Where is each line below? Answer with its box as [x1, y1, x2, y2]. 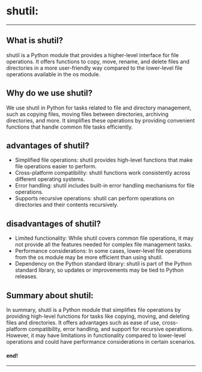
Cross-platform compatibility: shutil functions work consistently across [14, 169, 191, 177]
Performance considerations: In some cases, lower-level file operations [14, 248, 192, 255]
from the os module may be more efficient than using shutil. [14, 254, 164, 261]
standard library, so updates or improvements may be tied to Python [14, 266, 184, 274]
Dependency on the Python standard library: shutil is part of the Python [14, 260, 192, 267]
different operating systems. [14, 175, 85, 183]
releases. [14, 273, 38, 280]
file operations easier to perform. [14, 163, 97, 170]
